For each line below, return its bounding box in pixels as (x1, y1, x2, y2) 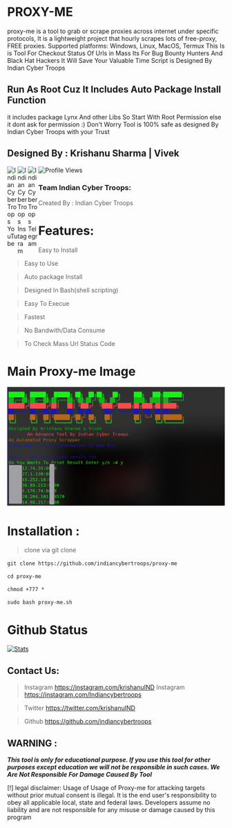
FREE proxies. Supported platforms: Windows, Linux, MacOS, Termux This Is (7, 41, 225, 50)
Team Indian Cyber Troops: (38, 183, 131, 193)
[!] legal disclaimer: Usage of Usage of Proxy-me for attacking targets (7, 784, 206, 791)
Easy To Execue (23, 299, 70, 307)
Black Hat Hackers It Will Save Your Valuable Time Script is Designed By (7, 56, 213, 64)
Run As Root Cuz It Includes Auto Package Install (7, 84, 222, 95)
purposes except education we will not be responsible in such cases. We (7, 763, 220, 771)
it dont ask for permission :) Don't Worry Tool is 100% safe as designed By (7, 120, 219, 128)
